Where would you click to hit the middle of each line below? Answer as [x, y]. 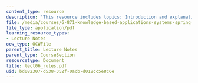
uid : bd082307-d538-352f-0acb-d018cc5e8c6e [60, 71]
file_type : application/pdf [41, 28]
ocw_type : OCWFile [29, 44]
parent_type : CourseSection [41, 55]
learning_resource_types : [38, 33]
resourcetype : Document [35, 60]
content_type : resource [35, 11]
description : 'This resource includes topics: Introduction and [87, 17]
